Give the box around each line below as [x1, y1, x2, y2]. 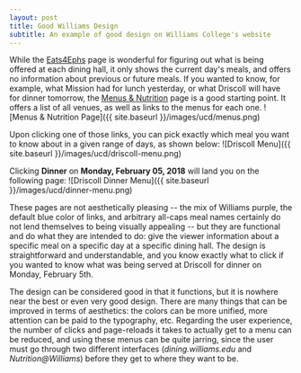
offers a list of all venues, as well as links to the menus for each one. [9, 102, 262, 113]
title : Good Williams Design [9, 22, 119, 31]
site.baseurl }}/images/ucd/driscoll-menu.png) [9, 148, 182, 159]
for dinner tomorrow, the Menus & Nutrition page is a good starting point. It [9, 93, 286, 103]
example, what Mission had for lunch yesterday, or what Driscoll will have [9, 83, 281, 94]
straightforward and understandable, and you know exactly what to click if [9, 250, 285, 261]
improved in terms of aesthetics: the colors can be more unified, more [9, 306, 268, 316]
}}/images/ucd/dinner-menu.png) [9, 185, 133, 196]
